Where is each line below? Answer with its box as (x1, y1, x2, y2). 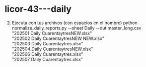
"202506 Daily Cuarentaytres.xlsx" (11, 51, 83, 57)
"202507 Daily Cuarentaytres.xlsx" (11, 56, 83, 62)
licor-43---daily (4, 3, 72, 15)
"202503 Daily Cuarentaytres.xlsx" (11, 40, 83, 46)
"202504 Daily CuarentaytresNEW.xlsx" (11, 46, 93, 52)
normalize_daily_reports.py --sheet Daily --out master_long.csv (11, 25, 142, 31)
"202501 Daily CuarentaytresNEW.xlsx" (11, 30, 92, 36)
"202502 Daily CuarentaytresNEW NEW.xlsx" (11, 35, 105, 41)
